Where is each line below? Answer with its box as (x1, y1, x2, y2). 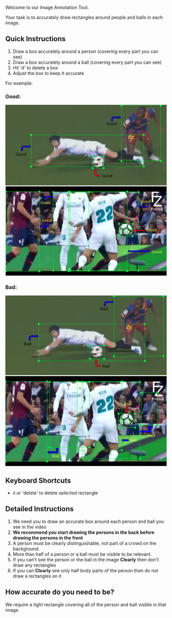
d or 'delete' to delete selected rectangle (12, 490, 98, 496)
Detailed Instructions (5, 504, 74, 513)
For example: (5, 80, 33, 86)
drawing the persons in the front (12, 534, 83, 541)
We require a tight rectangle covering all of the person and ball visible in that (5, 601, 166, 608)
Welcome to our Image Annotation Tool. (5, 5, 89, 10)
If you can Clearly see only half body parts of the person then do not (12, 567, 159, 573)
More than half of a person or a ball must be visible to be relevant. (12, 551, 152, 557)
